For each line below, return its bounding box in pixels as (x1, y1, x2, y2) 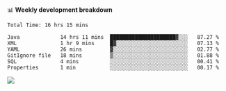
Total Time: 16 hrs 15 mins (7, 22, 89, 28)
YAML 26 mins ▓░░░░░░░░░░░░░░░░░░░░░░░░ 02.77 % (7, 46, 219, 53)
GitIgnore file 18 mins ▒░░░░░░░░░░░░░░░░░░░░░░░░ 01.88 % (7, 52, 219, 59)
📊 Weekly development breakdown (7, 6, 113, 14)
